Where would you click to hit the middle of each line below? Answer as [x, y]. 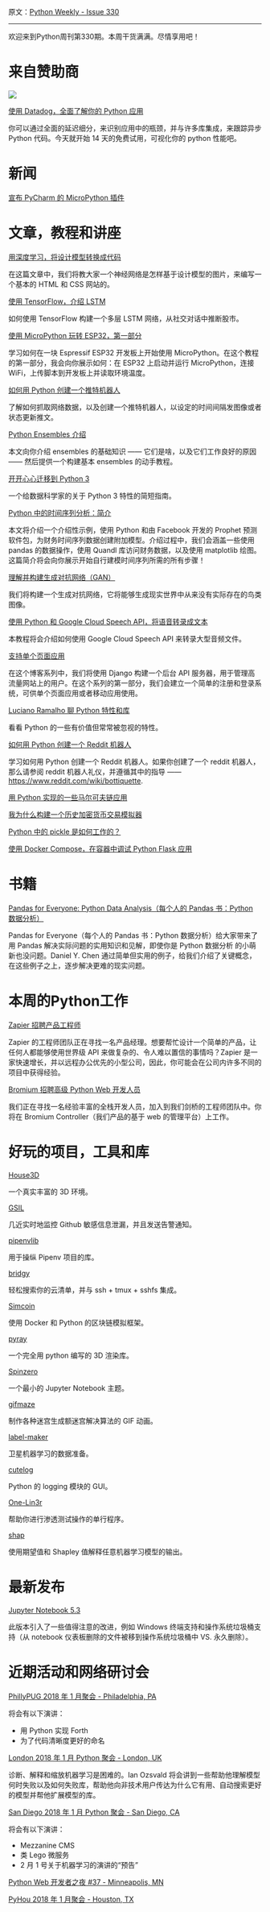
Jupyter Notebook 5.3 [45, 1610]
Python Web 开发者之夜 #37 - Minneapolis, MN [86, 1882]
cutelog [21, 1470]
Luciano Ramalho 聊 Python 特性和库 [69, 710]
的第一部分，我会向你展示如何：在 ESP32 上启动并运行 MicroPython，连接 [131, 363]
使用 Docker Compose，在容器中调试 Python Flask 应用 [100, 848]
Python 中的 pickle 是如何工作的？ [65, 832]
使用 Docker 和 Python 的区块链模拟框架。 [78, 1322]
